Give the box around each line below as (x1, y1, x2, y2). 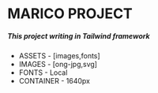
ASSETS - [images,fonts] (18, 51, 100, 61)
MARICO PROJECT (7, 5, 134, 23)
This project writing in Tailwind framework (7, 31, 151, 40)
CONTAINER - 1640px (18, 76, 90, 86)
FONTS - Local (18, 68, 68, 77)
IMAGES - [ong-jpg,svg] (18, 60, 98, 69)
